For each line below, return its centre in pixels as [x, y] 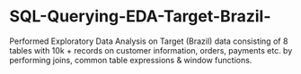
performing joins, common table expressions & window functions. [131, 60]
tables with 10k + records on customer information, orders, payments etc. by [151, 50]
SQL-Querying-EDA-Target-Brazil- [140, 16]
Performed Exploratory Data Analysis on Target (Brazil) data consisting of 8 [149, 41]
